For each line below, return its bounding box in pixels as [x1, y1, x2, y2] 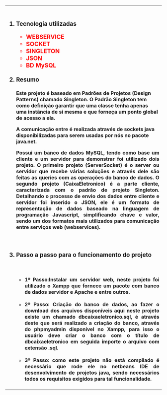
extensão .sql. [24, 344, 59, 351]
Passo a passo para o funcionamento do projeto [16, 251, 152, 259]
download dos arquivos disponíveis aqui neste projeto [24, 307, 160, 314]
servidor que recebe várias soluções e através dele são [16, 168, 160, 175]
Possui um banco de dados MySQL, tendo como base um [16, 149, 160, 156]
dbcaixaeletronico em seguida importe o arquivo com [24, 338, 160, 345]
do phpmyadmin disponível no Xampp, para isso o [24, 326, 160, 333]
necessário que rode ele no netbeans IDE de [24, 363, 160, 370]
